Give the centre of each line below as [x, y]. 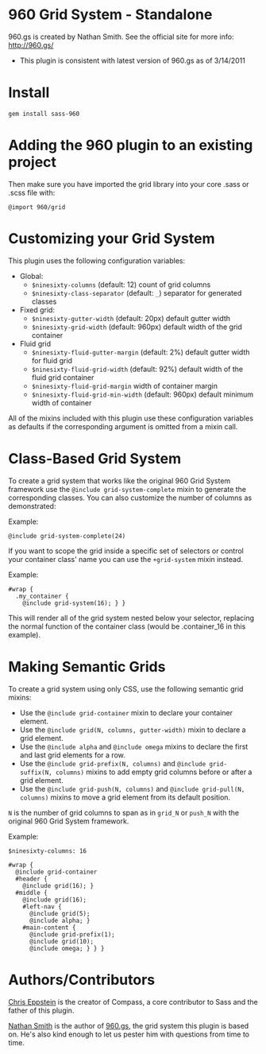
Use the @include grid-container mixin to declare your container [126, 712]
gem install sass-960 [44, 114]
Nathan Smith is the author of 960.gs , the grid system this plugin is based [129, 1025]
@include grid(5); [60, 913]
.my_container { [42, 596]
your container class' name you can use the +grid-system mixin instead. [126, 559]
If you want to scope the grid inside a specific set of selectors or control [126, 551]
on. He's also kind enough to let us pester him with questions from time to [129, 1034]
